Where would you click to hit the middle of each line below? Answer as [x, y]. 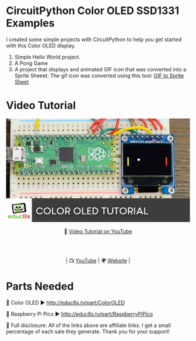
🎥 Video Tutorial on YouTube [98, 232]
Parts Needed [40, 286]
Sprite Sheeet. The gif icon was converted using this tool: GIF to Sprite [99, 75]
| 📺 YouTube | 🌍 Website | [98, 261]
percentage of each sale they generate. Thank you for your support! [88, 332]
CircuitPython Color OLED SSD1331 [93, 11]
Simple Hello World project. [47, 57]
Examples [30, 23]
